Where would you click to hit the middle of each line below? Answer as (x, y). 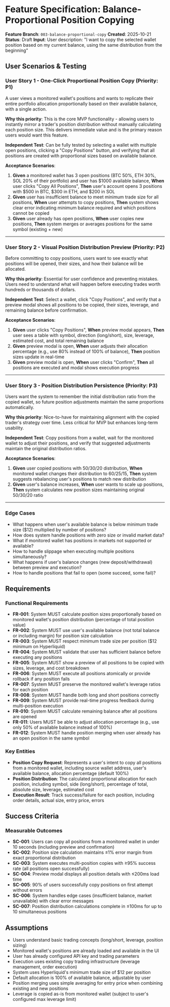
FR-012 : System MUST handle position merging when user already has (87, 733)
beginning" (17, 50)
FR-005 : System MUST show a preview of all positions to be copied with (88, 663)
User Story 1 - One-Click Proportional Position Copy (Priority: (82, 81)
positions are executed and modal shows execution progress (76, 367)
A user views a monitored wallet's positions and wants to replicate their (79, 98)
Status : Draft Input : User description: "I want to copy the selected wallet (81, 40)
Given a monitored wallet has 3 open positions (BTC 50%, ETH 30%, (84, 175)
